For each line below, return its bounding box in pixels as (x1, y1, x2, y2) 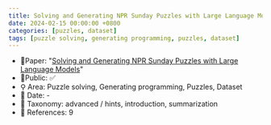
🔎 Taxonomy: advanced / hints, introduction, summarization (19, 99, 219, 109)
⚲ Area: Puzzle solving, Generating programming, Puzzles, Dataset (19, 82, 243, 92)
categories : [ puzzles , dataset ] (8, 26, 117, 34)
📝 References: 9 (19, 107, 74, 117)
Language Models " (19, 65, 84, 75)
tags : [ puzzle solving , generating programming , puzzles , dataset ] (8, 34, 240, 42)
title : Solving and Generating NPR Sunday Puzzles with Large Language (8, 11, 254, 20)
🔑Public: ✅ (19, 73, 56, 83)
